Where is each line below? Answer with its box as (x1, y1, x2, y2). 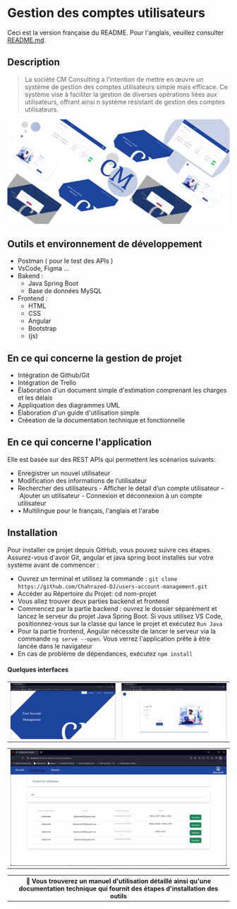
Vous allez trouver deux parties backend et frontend (17, 597, 169, 605)
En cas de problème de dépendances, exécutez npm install (17, 649, 193, 658)
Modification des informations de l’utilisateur (17, 476, 147, 485)
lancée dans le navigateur (17, 641, 93, 650)
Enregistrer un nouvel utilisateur (17, 468, 111, 477)
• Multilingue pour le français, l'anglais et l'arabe (17, 506, 159, 515)
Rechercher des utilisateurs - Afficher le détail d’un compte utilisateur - (17, 484, 224, 492)
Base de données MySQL (28, 287, 102, 295)
